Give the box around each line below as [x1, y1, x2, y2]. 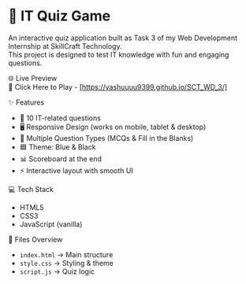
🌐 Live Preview [8, 73, 58, 83]
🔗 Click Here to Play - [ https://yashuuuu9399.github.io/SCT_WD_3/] [8, 82, 228, 91]
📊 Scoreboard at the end [19, 153, 102, 164]
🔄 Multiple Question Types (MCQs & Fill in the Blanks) [19, 133, 194, 142]
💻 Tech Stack [8, 184, 54, 194]
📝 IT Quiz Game [8, 7, 111, 25]
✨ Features [8, 98, 45, 107]
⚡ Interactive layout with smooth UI [19, 165, 134, 175]
